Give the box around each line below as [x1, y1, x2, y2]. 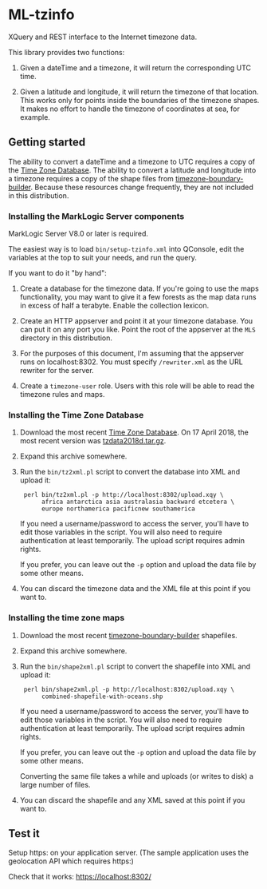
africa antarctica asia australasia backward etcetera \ [41, 498, 235, 506]
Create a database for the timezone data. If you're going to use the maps [19, 284, 259, 293]
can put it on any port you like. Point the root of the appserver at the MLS [19, 325, 257, 335]
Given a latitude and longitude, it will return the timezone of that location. [19, 86, 259, 97]
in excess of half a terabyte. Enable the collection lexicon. [19, 301, 210, 311]
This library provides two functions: [8, 47, 125, 57]
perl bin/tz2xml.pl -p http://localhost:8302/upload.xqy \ [23, 491, 224, 499]
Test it [8, 827, 40, 840]
